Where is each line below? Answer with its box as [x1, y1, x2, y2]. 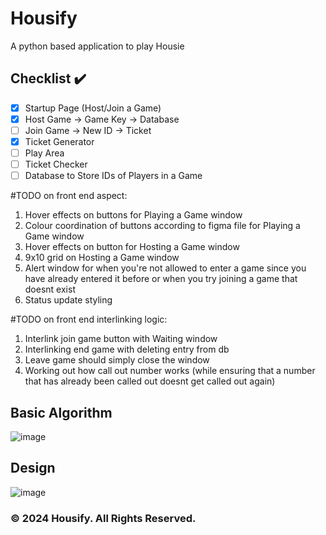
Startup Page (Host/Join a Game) [24, 102, 162, 114]
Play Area [24, 147, 65, 159]
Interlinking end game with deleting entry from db [24, 343, 230, 356]
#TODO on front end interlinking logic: [10, 313, 168, 326]
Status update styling [24, 294, 113, 306]
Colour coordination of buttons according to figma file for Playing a [24, 220, 301, 232]
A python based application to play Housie [10, 40, 185, 52]
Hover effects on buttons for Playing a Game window [24, 209, 243, 221]
